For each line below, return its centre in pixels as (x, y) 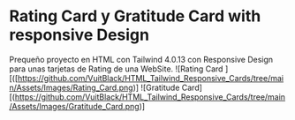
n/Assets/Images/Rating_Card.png (72, 87)
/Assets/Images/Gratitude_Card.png (74, 106)
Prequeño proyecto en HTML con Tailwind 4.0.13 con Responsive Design (141, 59)
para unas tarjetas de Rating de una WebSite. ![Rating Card (116, 69)
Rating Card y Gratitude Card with (135, 16)
